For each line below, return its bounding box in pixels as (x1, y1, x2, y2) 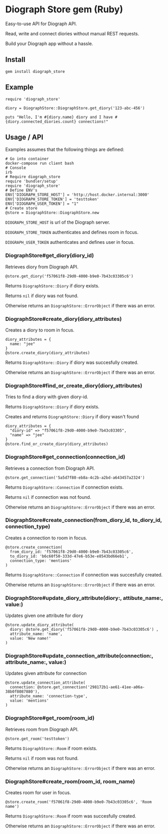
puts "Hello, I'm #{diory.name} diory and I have (5, 114, 113, 120)
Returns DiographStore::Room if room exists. (5, 745, 98, 751)
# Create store (5, 206, 38, 211)
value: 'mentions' (10, 698, 50, 704)
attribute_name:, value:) (5, 658, 66, 666)
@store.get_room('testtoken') (5, 736, 70, 741)
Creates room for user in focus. (5, 789, 71, 796)
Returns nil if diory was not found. (5, 293, 79, 299)
